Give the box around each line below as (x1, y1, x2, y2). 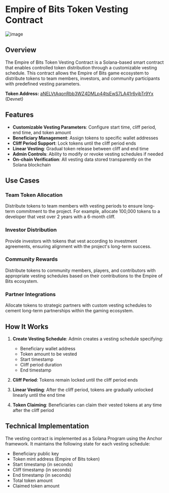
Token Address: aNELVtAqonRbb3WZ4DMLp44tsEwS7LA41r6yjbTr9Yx (5, 90, 154, 97)
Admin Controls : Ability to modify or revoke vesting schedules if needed (12, 151, 164, 157)
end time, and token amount (12, 129, 71, 135)
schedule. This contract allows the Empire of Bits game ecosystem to (5, 70, 149, 76)
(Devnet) (5, 96, 24, 102)
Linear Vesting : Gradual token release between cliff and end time (12, 145, 149, 151)
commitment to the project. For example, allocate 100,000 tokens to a (16, 209, 160, 215)
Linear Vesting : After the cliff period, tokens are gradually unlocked (12, 386, 153, 393)
